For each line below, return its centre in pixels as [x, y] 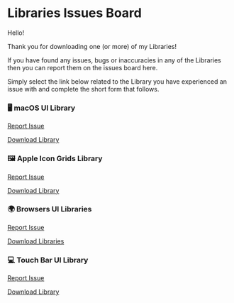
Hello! [16, 33]
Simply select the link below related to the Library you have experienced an [117, 81]
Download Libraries [36, 241]
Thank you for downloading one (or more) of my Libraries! [92, 46]
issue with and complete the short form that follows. [83, 89]
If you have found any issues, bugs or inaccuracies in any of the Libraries [114, 60]
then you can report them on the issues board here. [83, 67]
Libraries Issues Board [74, 13]
